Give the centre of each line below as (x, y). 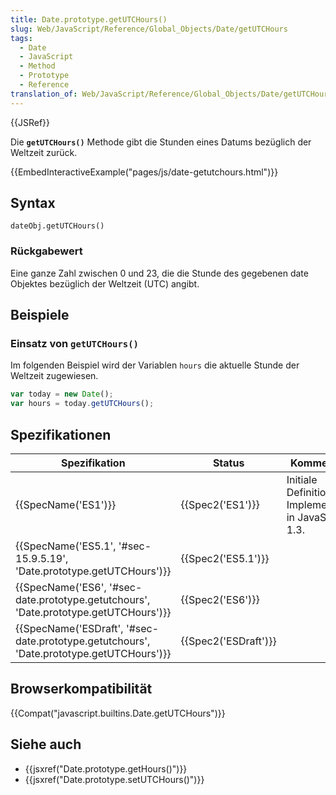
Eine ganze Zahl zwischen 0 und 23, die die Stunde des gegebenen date (159, 273)
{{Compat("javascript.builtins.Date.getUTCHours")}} (118, 713)
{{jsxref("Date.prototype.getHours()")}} (106, 768)
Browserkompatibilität (81, 689)
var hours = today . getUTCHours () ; (82, 404)
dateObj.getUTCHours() (57, 226)
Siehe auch (46, 744)
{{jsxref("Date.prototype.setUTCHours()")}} (114, 779)
